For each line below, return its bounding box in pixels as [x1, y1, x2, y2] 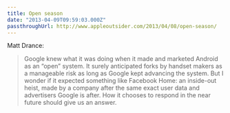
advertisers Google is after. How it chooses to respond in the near [23, 91, 211, 99]
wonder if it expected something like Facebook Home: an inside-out [23, 77, 217, 85]
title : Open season [7, 10, 63, 17]
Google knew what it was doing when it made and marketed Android [23, 55, 218, 63]
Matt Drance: [7, 42, 45, 50]
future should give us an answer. [23, 99, 117, 107]
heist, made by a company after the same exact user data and [23, 84, 200, 92]
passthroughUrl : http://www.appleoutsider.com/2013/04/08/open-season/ [7, 23, 217, 29]
